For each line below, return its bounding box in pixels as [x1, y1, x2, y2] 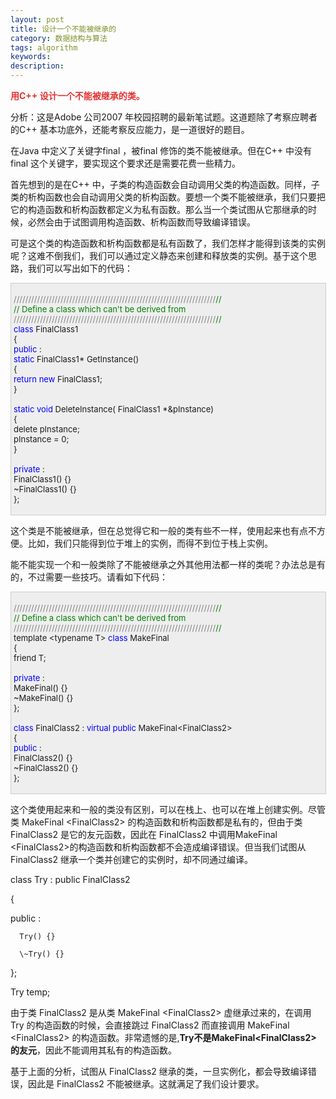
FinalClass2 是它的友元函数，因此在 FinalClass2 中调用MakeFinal [10, 829, 278, 840]
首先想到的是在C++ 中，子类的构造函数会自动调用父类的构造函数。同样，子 [10, 179, 320, 190]
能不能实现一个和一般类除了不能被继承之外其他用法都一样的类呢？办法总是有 [10, 559, 326, 570]
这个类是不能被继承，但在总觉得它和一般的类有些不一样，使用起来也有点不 [10, 525, 317, 536]
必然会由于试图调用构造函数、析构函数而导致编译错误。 [27, 216, 256, 228]
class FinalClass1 [13, 324, 79, 335]
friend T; [13, 652, 47, 663]
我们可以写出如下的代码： [27, 262, 133, 274]
